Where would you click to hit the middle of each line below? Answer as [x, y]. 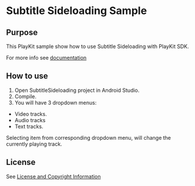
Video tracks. [31, 114]
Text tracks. [29, 126]
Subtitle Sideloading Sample [77, 11]
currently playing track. [34, 144]
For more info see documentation [46, 58]
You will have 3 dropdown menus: [56, 102]
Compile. [26, 96]
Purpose [22, 32]
